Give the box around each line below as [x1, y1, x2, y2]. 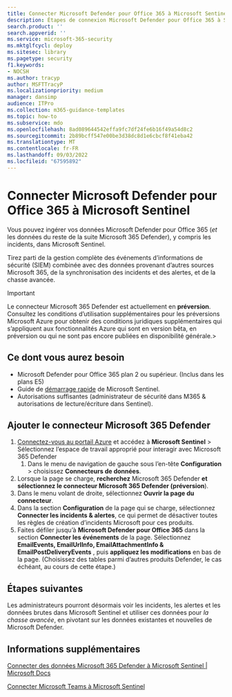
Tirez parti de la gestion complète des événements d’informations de [7, 253, 203, 261]
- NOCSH [7, 68, 30, 75]
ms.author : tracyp [7, 74, 60, 82]
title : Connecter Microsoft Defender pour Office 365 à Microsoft [7, 10, 202, 17]
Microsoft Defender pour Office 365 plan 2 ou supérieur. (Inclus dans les [17, 370, 224, 378]
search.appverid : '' [7, 29, 67, 37]
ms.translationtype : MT [7, 139, 76, 146]
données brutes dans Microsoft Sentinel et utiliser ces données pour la [7, 608, 209, 617]
